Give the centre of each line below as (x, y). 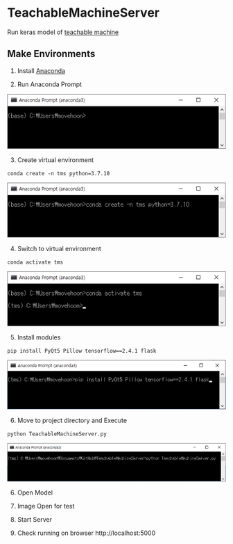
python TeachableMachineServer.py (57, 434)
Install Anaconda (41, 70)
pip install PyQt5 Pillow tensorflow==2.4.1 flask (82, 351)
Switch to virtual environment (59, 249)
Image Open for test (46, 506)
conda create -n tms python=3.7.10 (59, 173)
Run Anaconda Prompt (49, 84)
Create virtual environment (55, 160)
